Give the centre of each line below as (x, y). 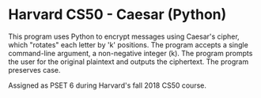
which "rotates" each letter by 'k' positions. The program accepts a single (129, 44)
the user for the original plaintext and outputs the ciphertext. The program (129, 62)
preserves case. (34, 70)
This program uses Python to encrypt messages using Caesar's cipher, (124, 36)
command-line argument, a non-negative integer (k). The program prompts (130, 53)
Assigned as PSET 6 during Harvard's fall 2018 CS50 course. (108, 85)
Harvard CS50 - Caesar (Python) (117, 15)
